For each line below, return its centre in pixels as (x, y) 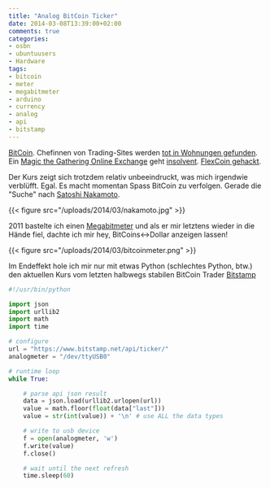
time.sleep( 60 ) (49, 476)
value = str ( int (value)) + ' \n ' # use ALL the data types (123, 416)
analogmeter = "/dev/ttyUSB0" (60, 356)
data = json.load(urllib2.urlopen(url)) (92, 401)
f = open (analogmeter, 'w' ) (70, 438)
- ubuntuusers (33, 54)
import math (28, 319)
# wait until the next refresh (76, 468)
